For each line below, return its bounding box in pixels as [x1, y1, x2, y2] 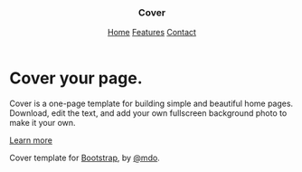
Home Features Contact [107, 27, 197, 38]
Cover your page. [9, 68, 143, 89]
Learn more [9, 135, 52, 146]
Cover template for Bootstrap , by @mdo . [9, 152, 160, 164]
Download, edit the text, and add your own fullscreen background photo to [9, 108, 288, 119]
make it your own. [9, 118, 76, 129]
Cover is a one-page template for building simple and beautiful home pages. [9, 98, 294, 110]
